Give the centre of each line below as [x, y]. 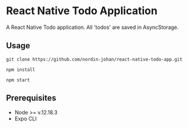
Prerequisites [31, 98]
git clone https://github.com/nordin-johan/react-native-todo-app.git [94, 59]
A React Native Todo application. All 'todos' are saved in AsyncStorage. [93, 27]
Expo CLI [26, 119]
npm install [21, 70]
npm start [18, 80]
